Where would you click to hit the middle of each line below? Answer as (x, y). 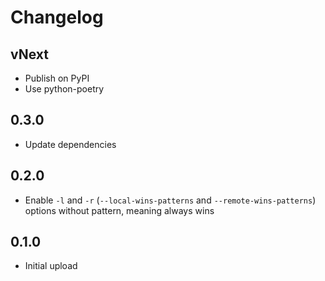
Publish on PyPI (57, 78)
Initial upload (51, 266)
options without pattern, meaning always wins (119, 210)
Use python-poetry (64, 89)
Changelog (57, 17)
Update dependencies (70, 144)
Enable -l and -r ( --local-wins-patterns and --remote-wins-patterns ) (170, 200)
